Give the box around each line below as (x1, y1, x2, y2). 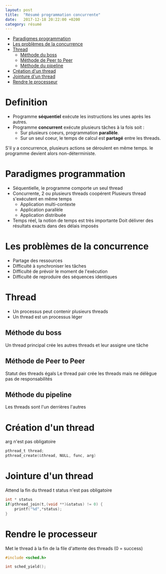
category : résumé (5, 21, 42, 27)
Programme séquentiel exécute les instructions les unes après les (12, 113, 151, 120)
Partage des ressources (12, 257, 63, 264)
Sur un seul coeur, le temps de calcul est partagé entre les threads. (20, 135, 161, 141)
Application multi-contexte (20, 202, 76, 208)
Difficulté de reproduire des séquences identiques (12, 274, 117, 280)
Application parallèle (20, 207, 63, 213)
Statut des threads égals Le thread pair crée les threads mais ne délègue (5, 370, 157, 377)
